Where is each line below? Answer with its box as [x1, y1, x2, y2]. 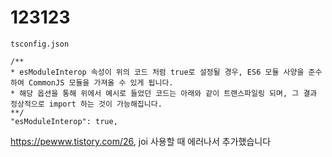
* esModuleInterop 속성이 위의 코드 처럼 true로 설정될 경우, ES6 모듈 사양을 [10, 67, 305, 77]
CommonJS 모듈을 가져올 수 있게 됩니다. [28, 77, 174, 88]
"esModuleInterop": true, [10, 116, 118, 126]
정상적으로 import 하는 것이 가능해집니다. [10, 99, 163, 109]
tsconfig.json [10, 39, 70, 49]
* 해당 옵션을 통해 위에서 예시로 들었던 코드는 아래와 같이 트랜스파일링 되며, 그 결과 [10, 88, 318, 98]
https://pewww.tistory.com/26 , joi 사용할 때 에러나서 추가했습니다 [10, 135, 272, 147]
